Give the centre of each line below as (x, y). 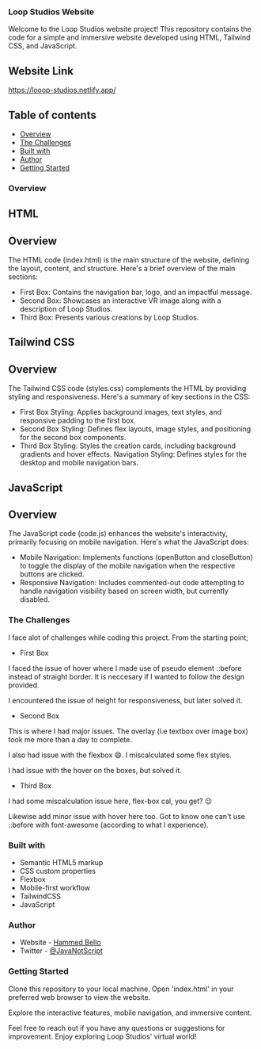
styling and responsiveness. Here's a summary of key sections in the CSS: (129, 397)
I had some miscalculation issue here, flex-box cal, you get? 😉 (110, 801)
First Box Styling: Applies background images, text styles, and (121, 412)
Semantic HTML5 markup (61, 863)
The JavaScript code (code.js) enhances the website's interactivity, (118, 534)
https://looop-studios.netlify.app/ (62, 90)
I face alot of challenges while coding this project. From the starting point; (129, 637)
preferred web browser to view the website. (79, 997)
